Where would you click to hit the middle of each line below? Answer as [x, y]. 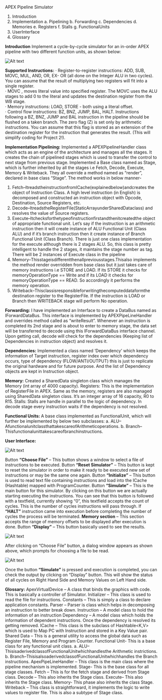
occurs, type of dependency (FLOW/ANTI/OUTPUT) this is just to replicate [79, 361]
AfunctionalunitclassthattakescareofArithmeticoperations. [62, 426]
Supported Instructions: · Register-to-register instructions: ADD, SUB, [75, 70]
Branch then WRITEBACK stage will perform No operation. [70, 301]
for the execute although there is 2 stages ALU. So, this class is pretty [81, 244]
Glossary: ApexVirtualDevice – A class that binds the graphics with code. [78, 589]
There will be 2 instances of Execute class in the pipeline [69, 254]
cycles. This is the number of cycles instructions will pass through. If [73, 506]
